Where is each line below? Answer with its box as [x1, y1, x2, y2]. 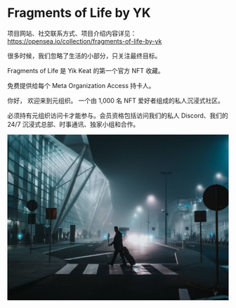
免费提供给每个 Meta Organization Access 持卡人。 [7, 81, 155, 89]
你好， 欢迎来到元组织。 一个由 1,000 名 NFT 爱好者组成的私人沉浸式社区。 [7, 96, 225, 105]
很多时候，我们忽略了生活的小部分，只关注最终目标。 [7, 51, 162, 60]
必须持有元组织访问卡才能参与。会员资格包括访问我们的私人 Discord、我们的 [7, 111, 228, 120]
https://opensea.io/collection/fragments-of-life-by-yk [7, 37, 162, 45]
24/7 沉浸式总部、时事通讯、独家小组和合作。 [7, 120, 140, 128]
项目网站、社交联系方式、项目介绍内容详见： [7, 29, 137, 37]
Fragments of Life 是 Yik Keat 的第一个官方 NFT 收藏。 [7, 66, 165, 75]
